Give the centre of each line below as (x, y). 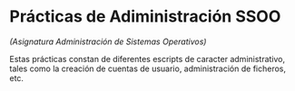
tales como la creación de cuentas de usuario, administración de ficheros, (147, 68)
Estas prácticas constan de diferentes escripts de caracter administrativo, (147, 59)
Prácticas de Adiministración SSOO (145, 17)
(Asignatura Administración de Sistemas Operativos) (108, 41)
